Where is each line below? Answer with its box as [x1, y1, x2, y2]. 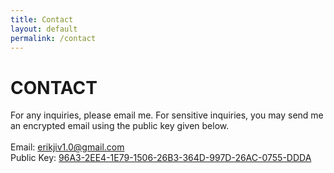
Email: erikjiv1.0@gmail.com [10, 141, 125, 153]
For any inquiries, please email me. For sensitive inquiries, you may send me [10, 109, 324, 121]
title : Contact [10, 14, 74, 25]
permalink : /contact [10, 33, 97, 43]
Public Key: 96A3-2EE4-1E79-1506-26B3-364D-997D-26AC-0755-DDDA [10, 152, 312, 164]
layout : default [10, 24, 78, 34]
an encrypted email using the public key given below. [10, 120, 230, 132]
